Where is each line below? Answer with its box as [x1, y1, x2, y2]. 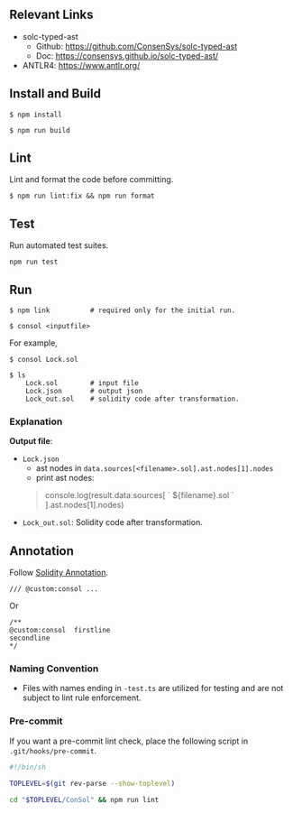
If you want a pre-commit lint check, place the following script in [9, 735, 249, 746]
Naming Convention [9, 662, 99, 675]
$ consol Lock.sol [9, 356, 78, 365]
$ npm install [9, 110, 63, 119]
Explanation [9, 415, 63, 428]
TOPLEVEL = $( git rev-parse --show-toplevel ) [9, 779, 176, 788]
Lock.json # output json [25, 387, 143, 396]
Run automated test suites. [9, 240, 109, 251]
